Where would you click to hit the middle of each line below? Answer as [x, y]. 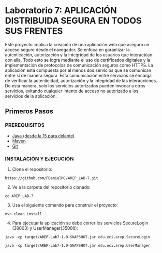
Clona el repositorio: [32, 169]
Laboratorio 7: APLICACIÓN [61, 10]
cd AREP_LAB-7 [19, 196]
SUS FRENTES [34, 31]
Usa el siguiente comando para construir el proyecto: [65, 205]
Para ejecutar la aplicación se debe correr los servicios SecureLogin [80, 223]
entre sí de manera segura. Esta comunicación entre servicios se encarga [78, 75]
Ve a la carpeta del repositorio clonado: [51, 187]
